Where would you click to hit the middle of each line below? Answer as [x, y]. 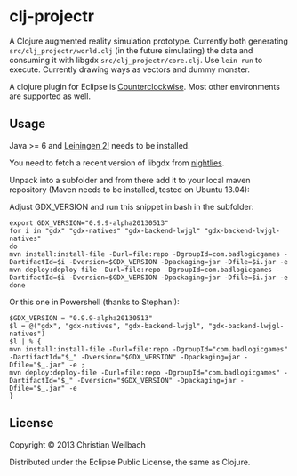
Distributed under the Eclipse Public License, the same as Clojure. [130, 462]
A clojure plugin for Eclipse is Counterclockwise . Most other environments [144, 86]
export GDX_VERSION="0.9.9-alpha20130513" [89, 223]
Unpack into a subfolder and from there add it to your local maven [130, 180]
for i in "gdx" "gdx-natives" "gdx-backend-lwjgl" [105, 230]
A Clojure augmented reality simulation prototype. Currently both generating [149, 41]
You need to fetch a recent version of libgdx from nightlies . [117, 163]
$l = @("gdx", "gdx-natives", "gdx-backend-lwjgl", [107, 326]
